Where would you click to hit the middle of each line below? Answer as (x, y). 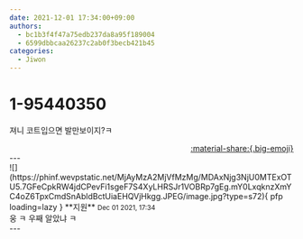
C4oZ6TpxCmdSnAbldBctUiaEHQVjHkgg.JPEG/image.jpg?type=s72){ (139, 196)
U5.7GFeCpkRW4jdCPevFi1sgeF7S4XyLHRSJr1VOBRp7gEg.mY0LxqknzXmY (151, 187)
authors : (26, 26)
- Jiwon (32, 60)
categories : (32, 51)
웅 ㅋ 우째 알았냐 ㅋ (43, 218)
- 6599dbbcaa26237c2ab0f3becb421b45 (86, 43)
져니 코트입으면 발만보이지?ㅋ (61, 130)
